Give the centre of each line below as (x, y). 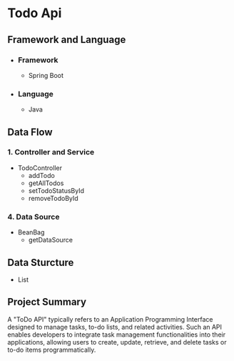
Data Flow (30, 132)
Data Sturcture (41, 262)
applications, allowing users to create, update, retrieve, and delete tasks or (117, 342)
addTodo (41, 175)
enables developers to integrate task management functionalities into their (117, 335)
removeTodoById (53, 198)
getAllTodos (46, 183)
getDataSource (51, 240)
